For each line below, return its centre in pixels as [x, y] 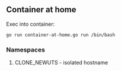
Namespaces [26, 50]
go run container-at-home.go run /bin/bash [61, 35]
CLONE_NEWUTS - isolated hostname [61, 63]
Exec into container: [31, 24]
